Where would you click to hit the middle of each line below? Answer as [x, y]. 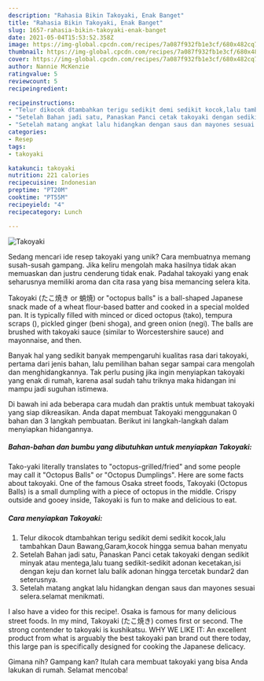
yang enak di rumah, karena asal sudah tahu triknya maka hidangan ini [122, 380]
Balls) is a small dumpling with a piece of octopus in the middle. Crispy [123, 491]
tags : [17, 146]
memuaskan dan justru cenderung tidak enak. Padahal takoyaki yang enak [128, 273]
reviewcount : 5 [33, 81]
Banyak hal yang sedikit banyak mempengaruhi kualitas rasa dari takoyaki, [128, 355]
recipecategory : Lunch [45, 212]
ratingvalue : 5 [33, 74]
